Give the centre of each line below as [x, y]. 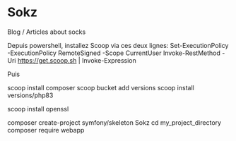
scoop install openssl [38, 109]
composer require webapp [46, 130]
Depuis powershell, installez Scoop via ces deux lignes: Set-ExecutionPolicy [118, 45]
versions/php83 [30, 95]
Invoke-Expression [109, 60]
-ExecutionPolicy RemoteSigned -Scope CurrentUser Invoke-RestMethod [114, 53]
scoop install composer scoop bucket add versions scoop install [101, 87]
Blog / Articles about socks [47, 32]
